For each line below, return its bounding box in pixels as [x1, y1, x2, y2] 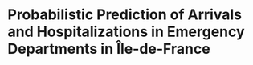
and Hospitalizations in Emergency [7, 22, 246, 41]
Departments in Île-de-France [7, 40, 210, 58]
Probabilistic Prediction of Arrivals [7, 6, 243, 24]
